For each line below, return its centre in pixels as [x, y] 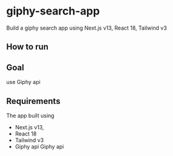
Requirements [33, 101]
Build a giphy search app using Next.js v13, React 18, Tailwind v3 [87, 28]
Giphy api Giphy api [39, 146]
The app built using [30, 115]
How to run [28, 47]
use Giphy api [23, 82]
